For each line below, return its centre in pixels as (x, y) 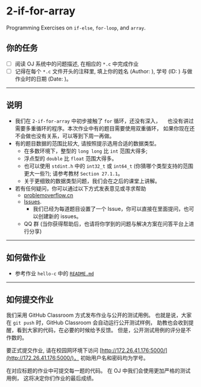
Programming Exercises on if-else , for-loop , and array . (76, 28)
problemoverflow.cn (48, 195)
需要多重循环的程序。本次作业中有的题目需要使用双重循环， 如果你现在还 (105, 128)
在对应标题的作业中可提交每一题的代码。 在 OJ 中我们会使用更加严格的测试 (98, 371)
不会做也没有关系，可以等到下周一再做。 (65, 136)
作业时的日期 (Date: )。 (43, 79)
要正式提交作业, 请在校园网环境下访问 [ (54, 350)
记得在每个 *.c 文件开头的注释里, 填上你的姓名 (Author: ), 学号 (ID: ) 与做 (103, 71)
